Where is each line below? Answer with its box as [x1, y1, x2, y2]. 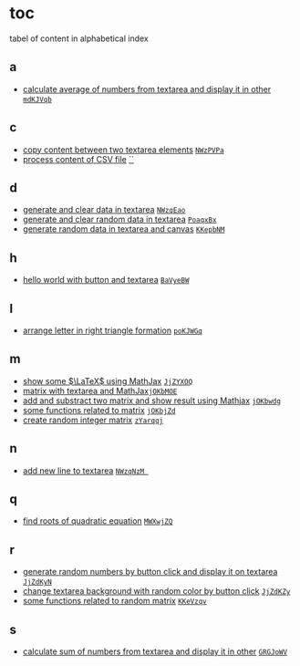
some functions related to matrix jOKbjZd [22, 404, 176, 415]
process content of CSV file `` [22, 153, 135, 164]
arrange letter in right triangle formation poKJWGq [22, 325, 203, 336]
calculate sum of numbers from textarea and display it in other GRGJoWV [22, 646, 288, 657]
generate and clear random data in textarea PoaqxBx [22, 213, 217, 225]
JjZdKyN [22, 578, 52, 587]
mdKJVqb [22, 95, 52, 104]
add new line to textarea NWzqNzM [22, 464, 145, 476]
